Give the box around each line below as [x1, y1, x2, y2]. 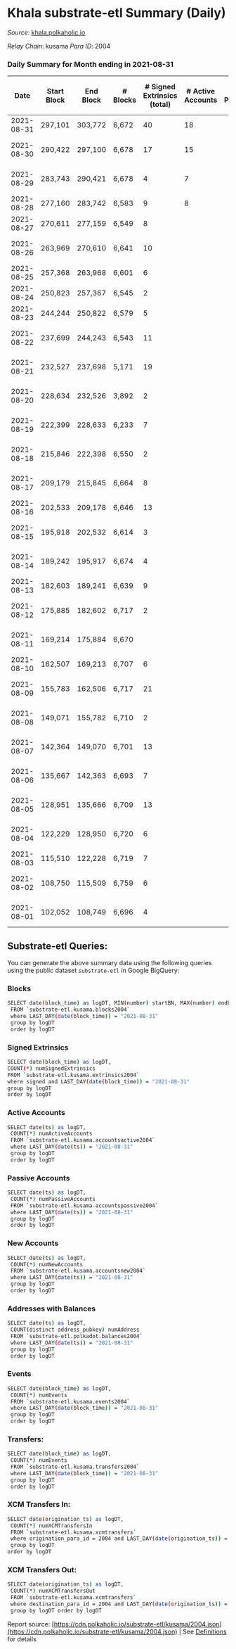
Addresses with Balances [7, 1304, 96, 1313]
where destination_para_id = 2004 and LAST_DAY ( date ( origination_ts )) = [10, 1600, 228, 1608]
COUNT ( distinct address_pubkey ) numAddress [10, 1326, 140, 1334]
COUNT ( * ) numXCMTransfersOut [10, 1588, 96, 1595]
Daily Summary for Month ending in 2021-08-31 [7, 59, 174, 69]
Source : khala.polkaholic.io [7, 28, 86, 37]
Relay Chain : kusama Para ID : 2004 [7, 42, 111, 50]
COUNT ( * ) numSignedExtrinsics [7, 1064, 96, 1072]
